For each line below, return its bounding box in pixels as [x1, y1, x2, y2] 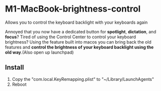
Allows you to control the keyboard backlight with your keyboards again [5, 19, 148, 25]
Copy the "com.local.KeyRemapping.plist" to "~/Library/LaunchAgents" [12, 76, 154, 82]
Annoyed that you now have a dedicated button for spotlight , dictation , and [5, 29, 156, 34]
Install [5, 63, 24, 72]
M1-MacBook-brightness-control [5, 3, 141, 15]
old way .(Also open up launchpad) [5, 49, 74, 55]
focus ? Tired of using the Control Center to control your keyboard [5, 34, 136, 40]
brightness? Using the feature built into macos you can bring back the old [5, 39, 151, 45]
